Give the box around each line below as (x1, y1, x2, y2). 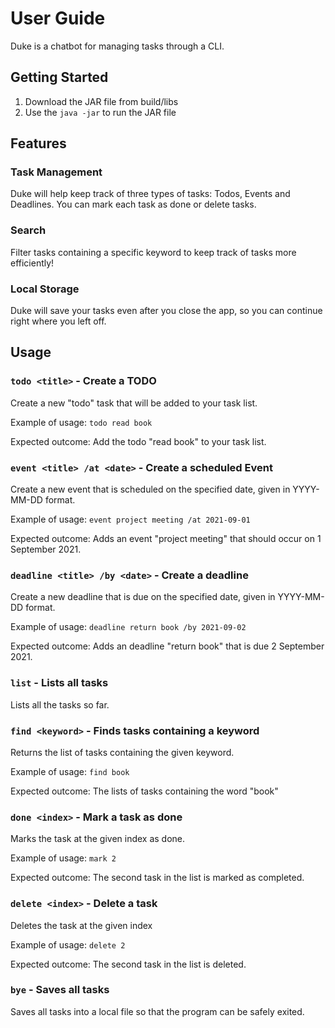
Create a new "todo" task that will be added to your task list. (10, 397, 258, 409)
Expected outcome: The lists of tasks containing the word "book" (10, 785, 279, 797)
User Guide (10, 7, 106, 30)
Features (10, 135, 67, 152)
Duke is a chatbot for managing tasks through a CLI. (10, 40, 225, 52)
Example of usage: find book (10, 765, 130, 777)
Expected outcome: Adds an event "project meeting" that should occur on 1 (10, 533, 322, 545)
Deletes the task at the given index (10, 919, 153, 931)
